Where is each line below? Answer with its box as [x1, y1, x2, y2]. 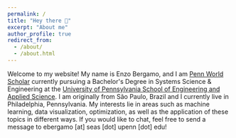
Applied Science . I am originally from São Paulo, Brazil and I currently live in [7, 92, 230, 100]
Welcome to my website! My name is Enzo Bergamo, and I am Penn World [7, 69, 224, 78]
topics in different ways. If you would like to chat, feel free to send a [7, 115, 206, 123]
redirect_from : [7, 37, 53, 44]
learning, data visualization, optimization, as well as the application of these [7, 107, 229, 116]
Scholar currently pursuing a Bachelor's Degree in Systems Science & [7, 77, 212, 85]
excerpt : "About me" [7, 23, 69, 31]
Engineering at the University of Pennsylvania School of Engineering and [7, 85, 220, 93]
